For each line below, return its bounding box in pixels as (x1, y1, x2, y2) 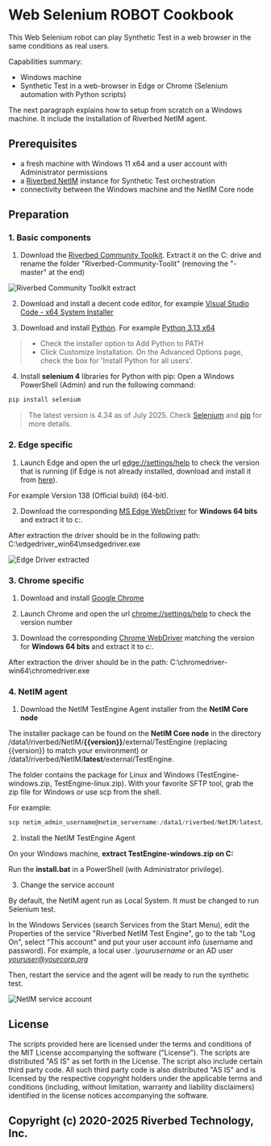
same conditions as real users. (8, 40, 110, 50)
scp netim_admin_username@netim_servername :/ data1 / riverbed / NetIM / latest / (8, 819, 265, 827)
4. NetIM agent (8, 685, 69, 697)
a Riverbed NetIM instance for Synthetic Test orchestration (19, 175, 216, 185)
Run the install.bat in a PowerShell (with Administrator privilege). (8, 865, 224, 874)
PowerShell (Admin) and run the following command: (19, 380, 196, 390)
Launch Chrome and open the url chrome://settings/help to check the (19, 609, 252, 618)
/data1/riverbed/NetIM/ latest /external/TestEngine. (8, 754, 175, 765)
